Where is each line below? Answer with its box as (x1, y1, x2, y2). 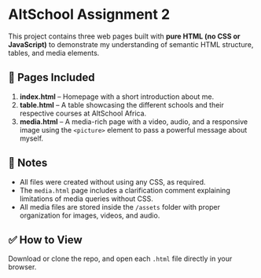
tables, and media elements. (8, 48, 100, 57)
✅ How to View (8, 233, 83, 247)
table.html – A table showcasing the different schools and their (19, 100, 224, 109)
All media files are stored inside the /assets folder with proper (19, 202, 221, 211)
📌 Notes (8, 156, 48, 170)
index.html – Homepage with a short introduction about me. (19, 92, 215, 101)
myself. (19, 134, 44, 143)
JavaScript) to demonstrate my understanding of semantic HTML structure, (8, 39, 254, 49)
